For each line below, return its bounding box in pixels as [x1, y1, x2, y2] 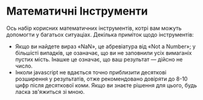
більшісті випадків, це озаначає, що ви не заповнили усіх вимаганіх [15, 49, 192, 56]
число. [15, 62, 33, 70]
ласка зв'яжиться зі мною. [15, 88, 85, 95]
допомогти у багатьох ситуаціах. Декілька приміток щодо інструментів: [6, 30, 194, 38]
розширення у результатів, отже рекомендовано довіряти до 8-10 [15, 75, 188, 82]
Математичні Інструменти [6, 4, 148, 18]
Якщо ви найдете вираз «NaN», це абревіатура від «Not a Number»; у [15, 43, 196, 50]
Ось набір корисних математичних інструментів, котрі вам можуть [6, 24, 182, 32]
